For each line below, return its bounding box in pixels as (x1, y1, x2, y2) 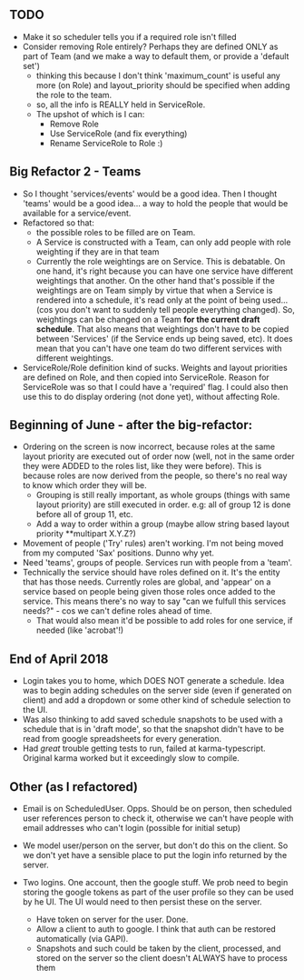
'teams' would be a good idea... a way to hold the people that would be (22, 197, 289, 208)
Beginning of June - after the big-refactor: (9, 417, 252, 433)
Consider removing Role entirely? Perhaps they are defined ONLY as (22, 41, 279, 52)
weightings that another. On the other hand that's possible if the (35, 275, 275, 285)
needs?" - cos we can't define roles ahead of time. (22, 605, 213, 616)
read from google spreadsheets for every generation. (22, 734, 222, 745)
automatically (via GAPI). (35, 934, 129, 945)
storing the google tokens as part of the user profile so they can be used (22, 886, 294, 898)
